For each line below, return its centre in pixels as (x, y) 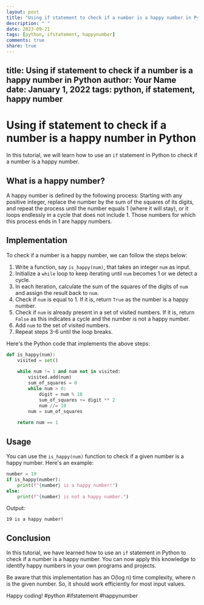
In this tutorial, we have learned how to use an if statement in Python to (96, 553)
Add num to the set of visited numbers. (63, 325)
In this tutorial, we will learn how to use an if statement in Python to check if (102, 155)
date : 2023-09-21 (28, 29)
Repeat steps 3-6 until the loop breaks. (64, 331)
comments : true (25, 40)
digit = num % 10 (61, 394)
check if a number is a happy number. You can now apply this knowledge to (101, 559)
